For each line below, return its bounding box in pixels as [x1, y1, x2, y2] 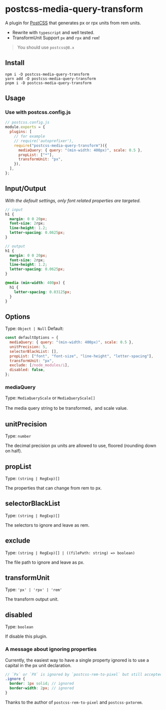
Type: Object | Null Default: [5, 326, 64, 331]
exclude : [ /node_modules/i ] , [9, 363, 70, 368]
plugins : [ [9, 129, 32, 134]
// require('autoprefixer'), [14, 138, 74, 143]
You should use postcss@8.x [17, 44, 75, 50]
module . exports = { [5, 125, 45, 130]
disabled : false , [9, 368, 45, 373]
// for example [14, 134, 45, 139]
